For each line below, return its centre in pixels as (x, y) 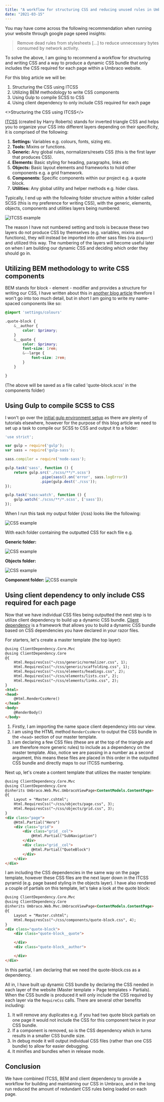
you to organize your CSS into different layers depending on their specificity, (82, 127)
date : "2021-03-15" (25, 14)
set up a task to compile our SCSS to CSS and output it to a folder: (72, 428)
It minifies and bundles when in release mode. (58, 1051)
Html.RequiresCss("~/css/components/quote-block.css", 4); (75, 920)
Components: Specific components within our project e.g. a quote (79, 178)
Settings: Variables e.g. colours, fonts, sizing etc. (62, 141)
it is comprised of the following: (37, 132)
